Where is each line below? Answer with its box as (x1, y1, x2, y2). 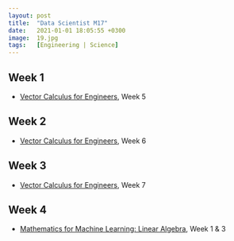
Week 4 (8, 203, 48, 216)
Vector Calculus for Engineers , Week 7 (19, 180, 146, 189)
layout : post (8, 11, 52, 20)
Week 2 (8, 115, 47, 128)
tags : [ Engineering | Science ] (8, 41, 119, 49)
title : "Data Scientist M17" (8, 19, 109, 27)
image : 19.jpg (8, 33, 59, 42)
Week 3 (8, 159, 47, 173)
